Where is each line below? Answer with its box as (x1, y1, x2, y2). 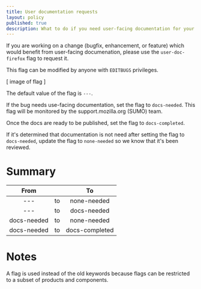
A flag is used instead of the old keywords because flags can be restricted (6, 270, 190, 277)
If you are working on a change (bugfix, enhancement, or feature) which (6, 42, 185, 49)
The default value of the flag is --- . (6, 90, 93, 97)
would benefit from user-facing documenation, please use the (6, 49, 160, 56)
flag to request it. (26, 55, 69, 62)
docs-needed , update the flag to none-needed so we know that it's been (6, 138, 179, 145)
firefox (6, 56, 26, 62)
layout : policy (6, 14, 44, 20)
